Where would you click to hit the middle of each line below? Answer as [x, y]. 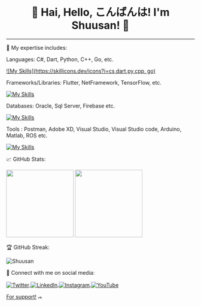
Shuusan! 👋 [100, 25]
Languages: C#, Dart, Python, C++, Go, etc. [60, 59]
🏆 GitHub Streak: [28, 247]
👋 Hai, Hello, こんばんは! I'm [100, 12]
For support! [22, 296]
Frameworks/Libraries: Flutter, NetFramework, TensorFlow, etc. [84, 82]
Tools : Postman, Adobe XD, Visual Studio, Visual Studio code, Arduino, [94, 129]
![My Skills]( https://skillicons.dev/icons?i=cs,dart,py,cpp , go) [81, 71]
